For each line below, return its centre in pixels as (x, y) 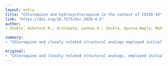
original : (15, 51)
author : (13, 24)
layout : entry (20, 10)
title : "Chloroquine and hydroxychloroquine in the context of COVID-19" (84, 14)
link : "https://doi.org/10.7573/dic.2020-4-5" (54, 19)
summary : (14, 37)
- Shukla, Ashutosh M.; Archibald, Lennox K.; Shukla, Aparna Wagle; (79, 28)
